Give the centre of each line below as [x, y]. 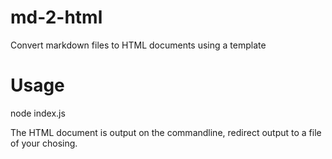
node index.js [38, 113]
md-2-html [56, 17]
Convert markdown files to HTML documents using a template [138, 45]
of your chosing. [44, 143]
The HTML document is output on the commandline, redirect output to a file [166, 132]
